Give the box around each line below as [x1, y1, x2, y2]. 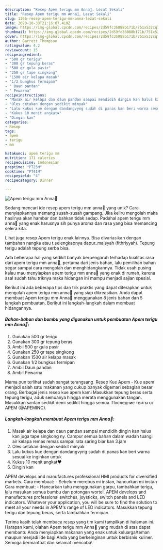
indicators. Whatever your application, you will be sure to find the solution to [5, 499, 158, 505]
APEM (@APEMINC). [5, 405, 47, 410]
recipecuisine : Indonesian [5, 160, 60, 165]
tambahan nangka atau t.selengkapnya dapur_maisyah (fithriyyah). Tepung [5, 240, 155, 246]
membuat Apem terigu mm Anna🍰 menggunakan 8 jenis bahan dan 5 [5, 295, 143, 300]
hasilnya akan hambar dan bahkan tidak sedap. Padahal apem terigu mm [5, 215, 150, 221]
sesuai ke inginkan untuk [12, 454, 62, 459]
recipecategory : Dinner [5, 178, 53, 183]
